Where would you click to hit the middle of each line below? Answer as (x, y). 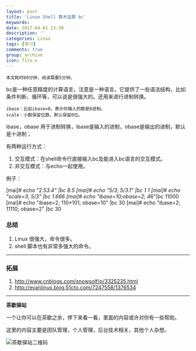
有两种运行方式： (27, 146)
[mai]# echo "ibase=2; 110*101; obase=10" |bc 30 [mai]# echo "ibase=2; (93, 202)
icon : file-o (22, 60)
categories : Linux (28, 39)
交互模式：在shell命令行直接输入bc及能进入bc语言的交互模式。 (90, 159)
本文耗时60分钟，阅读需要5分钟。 (40, 78)
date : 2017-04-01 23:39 (35, 28)
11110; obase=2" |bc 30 (34, 209)
